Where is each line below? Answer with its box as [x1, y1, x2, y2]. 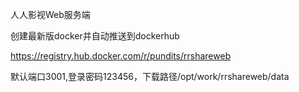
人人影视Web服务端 [10, 9, 91, 20]
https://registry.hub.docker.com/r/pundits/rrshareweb [10, 50, 232, 62]
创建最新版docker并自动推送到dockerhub [10, 30, 180, 42]
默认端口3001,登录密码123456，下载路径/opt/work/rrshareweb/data [10, 71, 290, 82]
